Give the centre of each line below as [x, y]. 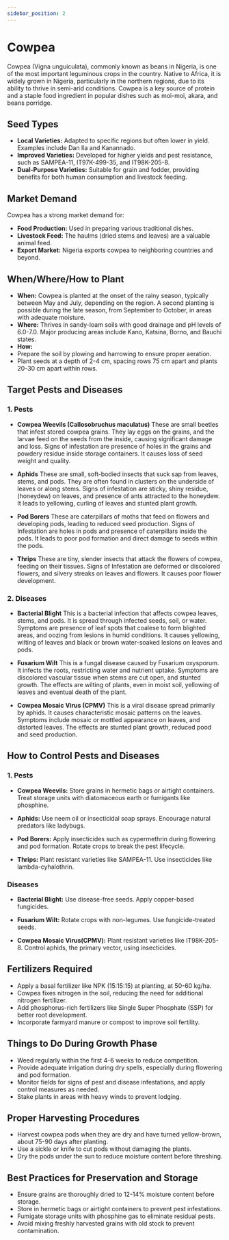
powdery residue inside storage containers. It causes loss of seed [110, 454]
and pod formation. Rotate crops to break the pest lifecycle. [101, 846]
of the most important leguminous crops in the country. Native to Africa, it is [114, 73]
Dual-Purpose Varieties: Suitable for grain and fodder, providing [108, 170]
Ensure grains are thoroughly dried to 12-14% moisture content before [116, 1194]
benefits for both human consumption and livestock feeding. [102, 177]
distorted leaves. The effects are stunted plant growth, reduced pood [114, 727]
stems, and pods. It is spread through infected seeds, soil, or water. [112, 620]
